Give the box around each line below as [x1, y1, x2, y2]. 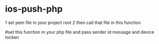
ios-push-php [5, 3, 63, 15]
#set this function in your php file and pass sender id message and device [5, 29, 155, 35]
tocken [5, 34, 19, 40]
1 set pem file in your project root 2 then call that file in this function [5, 20, 141, 25]
